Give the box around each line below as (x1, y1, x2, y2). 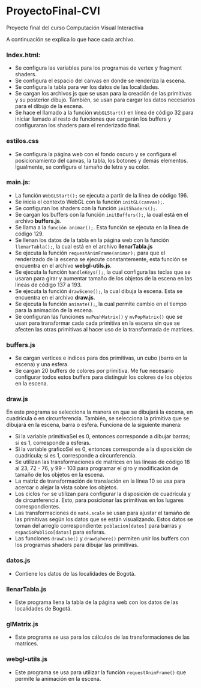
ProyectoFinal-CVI (6, 4, 101, 18)
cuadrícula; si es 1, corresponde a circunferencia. (14, 452, 137, 459)
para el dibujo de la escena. (14, 103, 84, 110)
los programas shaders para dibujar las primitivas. (14, 542, 139, 549)
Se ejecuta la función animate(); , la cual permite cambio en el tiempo (14, 300, 187, 307)
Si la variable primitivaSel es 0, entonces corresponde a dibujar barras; (14, 433, 191, 440)
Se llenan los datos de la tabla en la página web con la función (14, 236, 169, 244)
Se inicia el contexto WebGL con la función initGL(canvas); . (14, 198, 165, 205)
